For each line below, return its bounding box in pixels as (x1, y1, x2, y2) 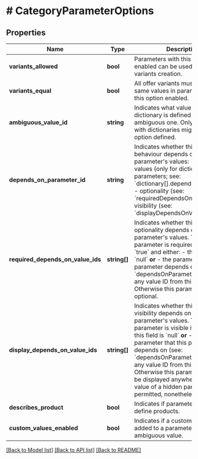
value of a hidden (134, 383, 183, 391)
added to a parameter (134, 424, 194, 432)
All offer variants (134, 80, 180, 87)
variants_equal (9, 87, 52, 95)
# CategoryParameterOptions (6, 4, 154, 18)
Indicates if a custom (134, 417, 192, 425)
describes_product (9, 404, 64, 411)
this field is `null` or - (134, 331, 193, 339)
